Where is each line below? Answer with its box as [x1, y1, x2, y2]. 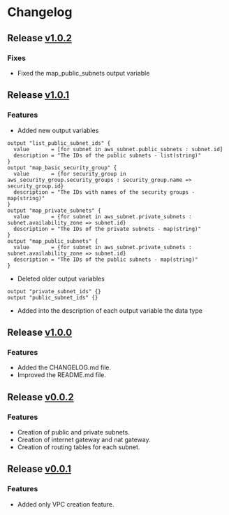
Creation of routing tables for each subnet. [17, 442, 140, 451]
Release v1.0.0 [7, 326, 73, 338]
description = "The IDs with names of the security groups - [13, 188, 195, 196]
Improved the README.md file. [17, 371, 106, 379]
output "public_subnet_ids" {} [7, 294, 98, 301]
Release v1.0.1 [7, 89, 70, 101]
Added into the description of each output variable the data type [17, 306, 202, 315]
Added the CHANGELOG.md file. [17, 363, 112, 372]
